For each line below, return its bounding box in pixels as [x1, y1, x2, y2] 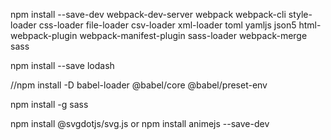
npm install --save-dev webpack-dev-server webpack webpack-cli [10, 9, 287, 20]
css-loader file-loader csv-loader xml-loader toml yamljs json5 [38, 19, 297, 31]
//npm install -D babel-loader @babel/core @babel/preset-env [10, 79, 268, 91]
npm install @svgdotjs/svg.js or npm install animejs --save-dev [10, 118, 270, 129]
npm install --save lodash [10, 60, 115, 71]
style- [288, 9, 313, 20]
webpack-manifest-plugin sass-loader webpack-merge [79, 30, 308, 41]
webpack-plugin [10, 30, 78, 41]
